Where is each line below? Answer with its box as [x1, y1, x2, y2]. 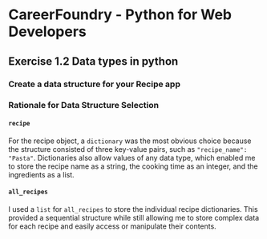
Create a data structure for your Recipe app [8, 78, 180, 90]
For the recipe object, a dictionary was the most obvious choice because [8, 136, 252, 145]
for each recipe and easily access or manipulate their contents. [8, 221, 216, 231]
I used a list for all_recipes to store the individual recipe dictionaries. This [8, 204, 258, 213]
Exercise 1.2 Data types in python [8, 54, 179, 68]
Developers [8, 22, 87, 41]
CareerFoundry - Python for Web [8, 6, 233, 24]
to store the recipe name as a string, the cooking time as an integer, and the [8, 161, 258, 171]
